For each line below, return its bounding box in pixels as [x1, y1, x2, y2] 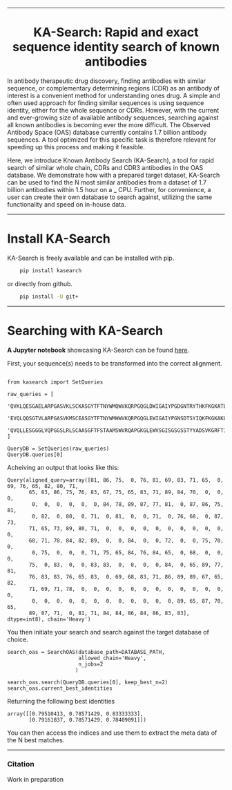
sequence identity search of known [12, 39, 220, 55]
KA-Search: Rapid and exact [33, 25, 199, 40]
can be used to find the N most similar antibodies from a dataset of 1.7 [7, 178, 207, 187]
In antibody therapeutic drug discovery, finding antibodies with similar [7, 77, 206, 85]
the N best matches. [7, 735, 65, 744]
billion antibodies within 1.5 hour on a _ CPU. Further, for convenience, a [7, 185, 211, 194]
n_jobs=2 [78, 661, 104, 668]
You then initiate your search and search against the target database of [7, 628, 209, 636]
